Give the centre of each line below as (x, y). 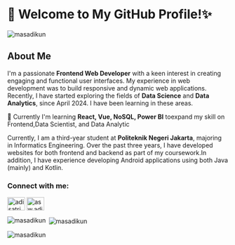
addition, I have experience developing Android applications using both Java (118, 160)
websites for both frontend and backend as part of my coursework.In (107, 152)
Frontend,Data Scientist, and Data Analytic (68, 124)
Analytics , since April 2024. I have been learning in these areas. (100, 103)
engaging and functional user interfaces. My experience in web (99, 81)
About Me (29, 57)
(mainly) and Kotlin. (35, 167)
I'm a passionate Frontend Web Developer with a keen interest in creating (114, 73)
